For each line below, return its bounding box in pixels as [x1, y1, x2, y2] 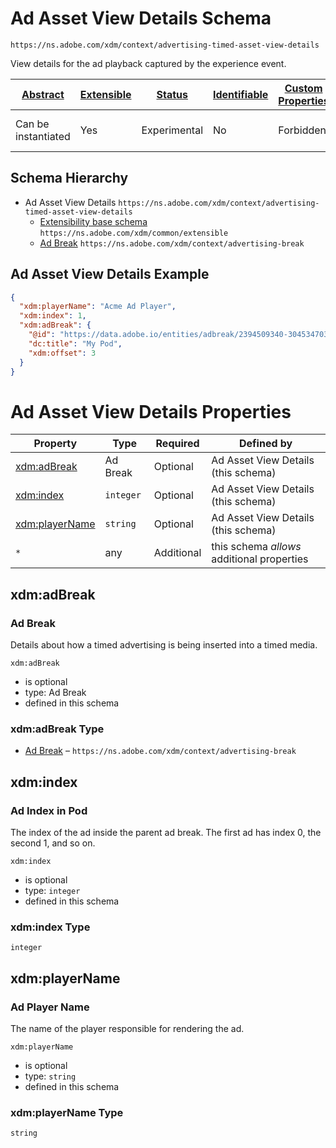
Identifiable [213, 87, 269, 101]
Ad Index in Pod [10, 803, 88, 817]
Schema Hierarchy [10, 170, 129, 187]
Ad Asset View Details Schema [10, 7, 272, 30]
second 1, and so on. [10, 837, 96, 849]
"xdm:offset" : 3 [28, 348, 97, 358]
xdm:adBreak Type [10, 722, 105, 736]
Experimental [141, 123, 203, 137]
